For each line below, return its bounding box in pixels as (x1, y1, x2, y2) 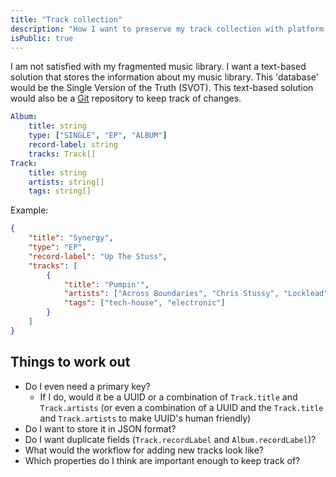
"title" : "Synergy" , (28, 233, 114, 243)
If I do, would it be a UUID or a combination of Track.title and (39, 391, 298, 403)
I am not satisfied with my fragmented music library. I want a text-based (10, 61, 307, 73)
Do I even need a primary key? (24, 380, 151, 392)
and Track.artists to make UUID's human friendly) (39, 412, 252, 424)
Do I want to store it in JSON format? (24, 422, 177, 435)
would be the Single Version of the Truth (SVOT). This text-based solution (10, 82, 314, 94)
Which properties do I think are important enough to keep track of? (24, 454, 301, 466)
